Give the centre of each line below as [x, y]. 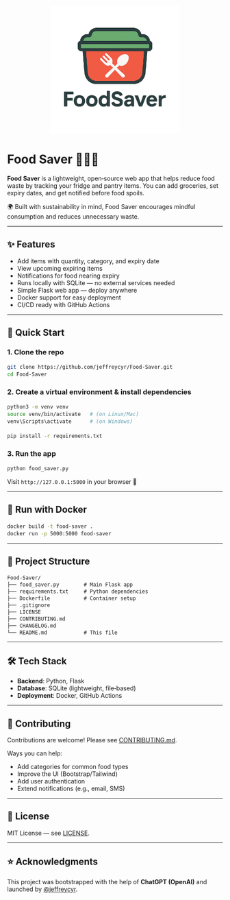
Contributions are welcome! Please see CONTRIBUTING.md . [92, 740]
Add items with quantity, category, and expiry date [88, 261]
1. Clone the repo [36, 352]
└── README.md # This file [62, 633]
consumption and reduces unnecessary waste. [73, 216]
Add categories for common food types [73, 767]
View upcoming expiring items [60, 268]
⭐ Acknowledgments [52, 862]
